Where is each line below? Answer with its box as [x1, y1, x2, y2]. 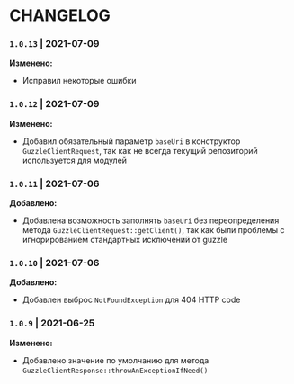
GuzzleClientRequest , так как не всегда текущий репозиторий [22, 145, 258, 156]
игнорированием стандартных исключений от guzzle [22, 235, 227, 246]
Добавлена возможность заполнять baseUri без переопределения [22, 215, 280, 226]
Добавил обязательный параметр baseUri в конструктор [22, 136, 241, 147]
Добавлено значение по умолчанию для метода [22, 354, 209, 365]
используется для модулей [22, 155, 128, 165]
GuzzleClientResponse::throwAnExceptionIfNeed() [22, 366, 209, 375]
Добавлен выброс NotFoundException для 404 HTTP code [22, 294, 241, 306]
